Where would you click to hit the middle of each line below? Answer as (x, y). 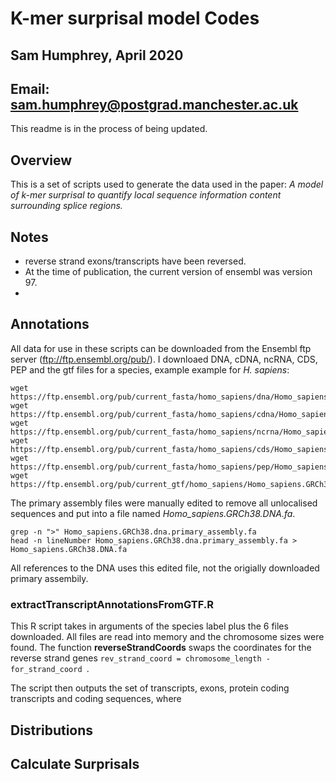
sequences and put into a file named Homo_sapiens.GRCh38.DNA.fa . (153, 513)
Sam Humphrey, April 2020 (97, 55)
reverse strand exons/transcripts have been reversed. (135, 261)
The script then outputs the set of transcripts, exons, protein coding (150, 688)
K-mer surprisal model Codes (135, 18)
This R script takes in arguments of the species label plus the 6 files (149, 626)
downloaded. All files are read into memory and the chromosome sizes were (167, 637)
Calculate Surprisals (75, 763)
